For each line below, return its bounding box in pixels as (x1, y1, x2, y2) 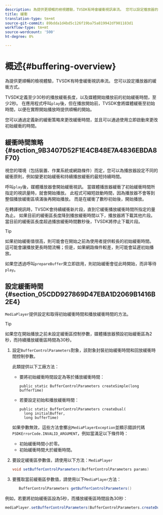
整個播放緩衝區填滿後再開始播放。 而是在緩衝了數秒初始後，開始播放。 (5, 196, 147, 202)
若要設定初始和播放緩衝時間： (19, 397, 79, 403)
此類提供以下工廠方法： (12, 364, 59, 370)
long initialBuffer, (23, 411, 65, 416)
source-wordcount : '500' (5, 30, 55, 34)
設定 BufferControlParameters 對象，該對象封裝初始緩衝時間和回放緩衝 (12, 347, 152, 353)
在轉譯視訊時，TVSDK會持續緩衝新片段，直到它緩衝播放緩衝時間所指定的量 (5, 206, 156, 212)
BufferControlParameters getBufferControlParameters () (18, 486, 132, 491)
